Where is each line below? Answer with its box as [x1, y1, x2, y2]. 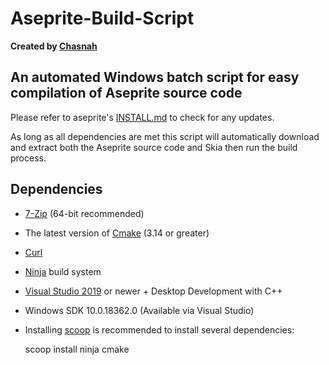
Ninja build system [24, 265, 102, 277]
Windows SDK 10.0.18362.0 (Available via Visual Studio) [24, 304, 255, 316]
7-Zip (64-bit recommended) [24, 207, 145, 219]
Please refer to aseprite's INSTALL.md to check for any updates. [10, 111, 275, 123]
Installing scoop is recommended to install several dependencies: [24, 323, 295, 336]
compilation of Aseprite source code [10, 85, 243, 102]
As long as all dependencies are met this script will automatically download [10, 130, 320, 142]
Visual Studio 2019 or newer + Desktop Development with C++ [24, 285, 283, 297]
